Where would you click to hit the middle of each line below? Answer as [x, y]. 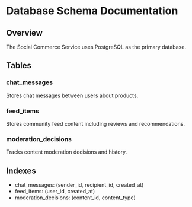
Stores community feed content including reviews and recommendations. [96, 123]
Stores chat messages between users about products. [72, 95]
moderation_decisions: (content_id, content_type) [75, 198]
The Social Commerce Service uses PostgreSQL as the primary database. [96, 47]
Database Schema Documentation [92, 11]
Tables [19, 66]
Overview [25, 33]
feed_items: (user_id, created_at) [55, 192]
